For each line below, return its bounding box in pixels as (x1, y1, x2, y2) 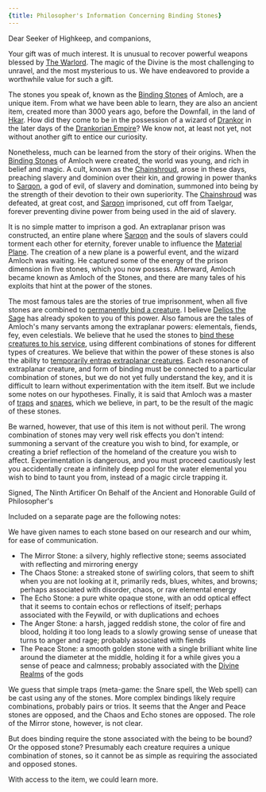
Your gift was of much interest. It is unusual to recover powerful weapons (8, 49, 249, 58)
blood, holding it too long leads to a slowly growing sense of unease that (19, 627, 257, 636)
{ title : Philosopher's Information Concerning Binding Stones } (8, 11, 222, 20)
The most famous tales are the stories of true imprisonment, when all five (8, 296, 249, 306)
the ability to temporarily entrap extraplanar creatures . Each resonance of (8, 355, 249, 365)
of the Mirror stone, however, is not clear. (8, 718, 143, 728)
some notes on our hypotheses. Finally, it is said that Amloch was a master (8, 389, 253, 398)
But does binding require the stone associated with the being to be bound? (8, 733, 253, 743)
